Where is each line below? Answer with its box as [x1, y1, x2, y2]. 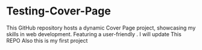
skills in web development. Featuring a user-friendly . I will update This [6, 30, 182, 37]
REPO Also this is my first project [6, 37, 88, 44]
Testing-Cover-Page [6, 4, 112, 18]
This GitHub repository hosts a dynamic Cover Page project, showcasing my [6, 24, 196, 31]
